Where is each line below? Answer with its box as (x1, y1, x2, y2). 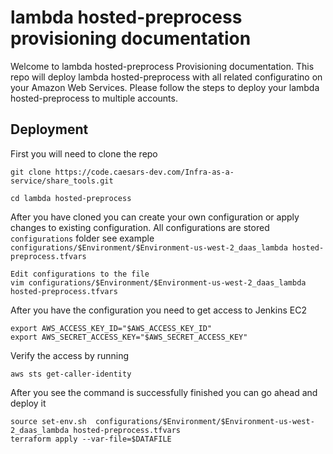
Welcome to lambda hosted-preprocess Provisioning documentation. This (10, 60, 315, 72)
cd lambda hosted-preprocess (10, 193, 132, 203)
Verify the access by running (10, 349, 130, 361)
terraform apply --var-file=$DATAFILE (10, 434, 172, 444)
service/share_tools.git (10, 176, 114, 186)
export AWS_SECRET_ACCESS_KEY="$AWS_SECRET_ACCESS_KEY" (10, 332, 248, 342)
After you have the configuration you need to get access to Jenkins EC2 (10, 304, 307, 316)
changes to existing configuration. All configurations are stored (10, 221, 270, 233)
